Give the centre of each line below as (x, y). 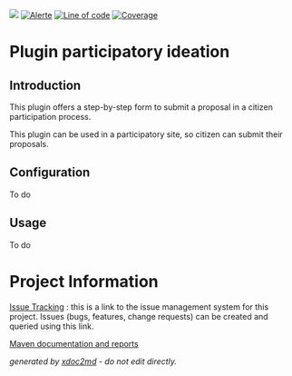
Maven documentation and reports (74, 343)
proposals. (29, 144)
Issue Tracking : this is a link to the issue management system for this (139, 307)
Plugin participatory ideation (120, 52)
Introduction (45, 85)
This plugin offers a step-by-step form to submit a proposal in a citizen (141, 107)
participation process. (50, 117)
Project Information (84, 281)
